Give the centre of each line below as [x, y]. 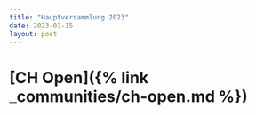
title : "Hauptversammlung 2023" [69, 17]
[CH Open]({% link [79, 77]
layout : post [33, 34]
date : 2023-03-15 [41, 26]
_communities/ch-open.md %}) [128, 96]
